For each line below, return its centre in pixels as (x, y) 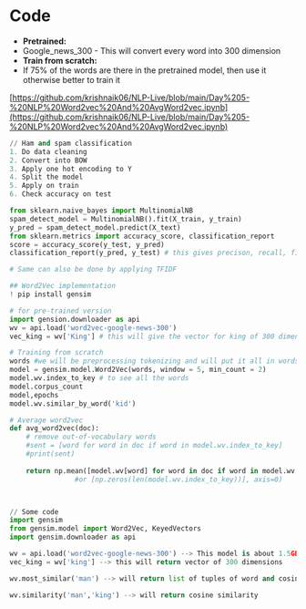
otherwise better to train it (71, 79)
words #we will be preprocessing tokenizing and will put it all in (142, 361)
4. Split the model (46, 177)
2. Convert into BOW (49, 160)
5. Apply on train (44, 186)
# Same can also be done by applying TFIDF (93, 270)
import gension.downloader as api (75, 319)
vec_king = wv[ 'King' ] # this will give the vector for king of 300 (142, 336)
